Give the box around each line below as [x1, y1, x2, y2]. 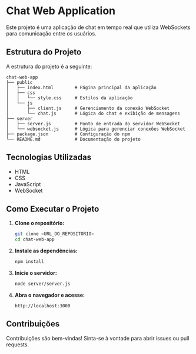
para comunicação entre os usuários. [6, 30, 97, 37]
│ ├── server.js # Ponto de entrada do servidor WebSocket [6, 121, 181, 126]
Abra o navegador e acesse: [14, 291, 85, 298]
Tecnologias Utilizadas [6, 152, 92, 163]
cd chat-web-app [14, 236, 55, 243]
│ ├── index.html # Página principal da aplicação [6, 85, 157, 90]
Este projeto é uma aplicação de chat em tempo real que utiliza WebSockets [6, 24, 191, 31]
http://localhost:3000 [14, 303, 71, 308]
